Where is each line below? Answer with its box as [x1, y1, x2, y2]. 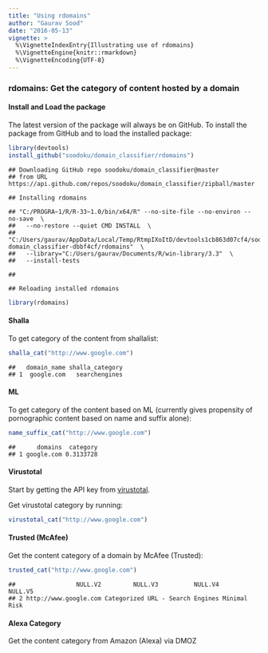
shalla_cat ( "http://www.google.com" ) [8, 349, 134, 357]
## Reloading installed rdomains [8, 284, 120, 292]
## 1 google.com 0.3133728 [8, 450, 98, 458]
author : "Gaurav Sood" [8, 19, 84, 27]
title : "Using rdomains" [8, 11, 91, 20]
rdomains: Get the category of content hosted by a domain [8, 82, 240, 93]
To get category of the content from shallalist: [8, 333, 159, 343]
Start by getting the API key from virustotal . [8, 485, 150, 494]
